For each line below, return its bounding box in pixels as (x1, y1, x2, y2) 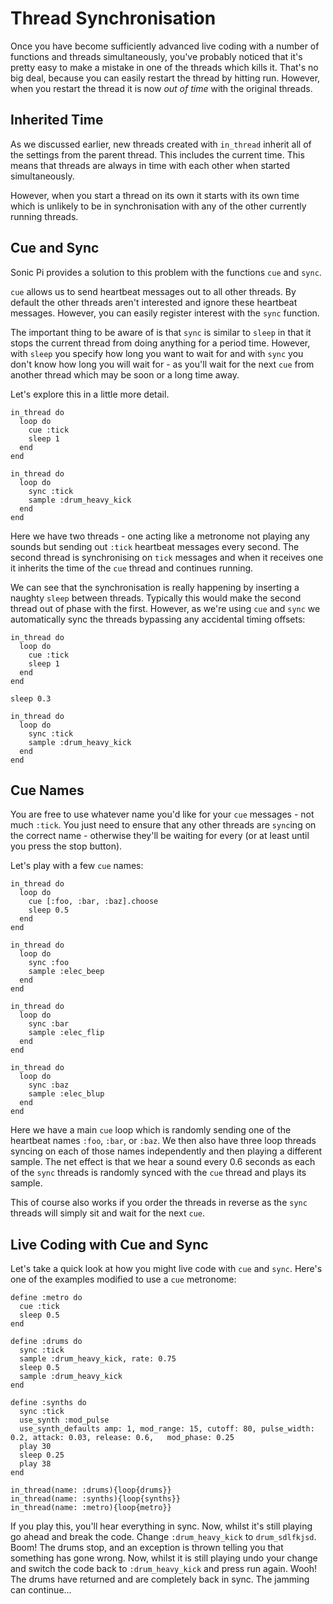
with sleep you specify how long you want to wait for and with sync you (10, 347, 304, 359)
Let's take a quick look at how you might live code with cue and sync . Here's (10, 1263, 323, 1275)
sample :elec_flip (28, 1028, 105, 1038)
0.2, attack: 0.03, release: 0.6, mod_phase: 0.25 (10, 1433, 235, 1443)
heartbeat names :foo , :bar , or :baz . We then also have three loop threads (10, 1135, 317, 1147)
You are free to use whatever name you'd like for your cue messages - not (10, 808, 315, 821)
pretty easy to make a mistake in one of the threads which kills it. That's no (10, 61, 319, 73)
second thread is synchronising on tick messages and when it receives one (10, 551, 324, 563)
